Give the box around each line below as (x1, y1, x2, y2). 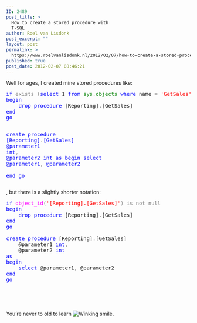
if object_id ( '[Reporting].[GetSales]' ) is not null (6, 200, 161, 207)
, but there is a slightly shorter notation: (6, 189, 101, 196)
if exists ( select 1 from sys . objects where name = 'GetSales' (6, 91, 192, 98)
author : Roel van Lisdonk (6, 31, 69, 36)
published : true (6, 58, 46, 64)
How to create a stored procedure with (11, 19, 109, 25)
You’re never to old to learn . (6, 310, 114, 318)
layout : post (6, 42, 38, 48)
